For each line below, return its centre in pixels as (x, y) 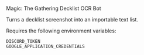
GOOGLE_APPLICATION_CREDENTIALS (45, 46)
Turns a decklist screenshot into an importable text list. (72, 19)
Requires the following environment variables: (61, 31)
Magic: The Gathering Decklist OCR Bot (54, 8)
